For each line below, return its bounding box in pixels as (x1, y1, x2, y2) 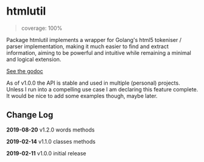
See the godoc (6, 67, 44, 74)
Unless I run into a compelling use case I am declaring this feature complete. (6, 85, 199, 93)
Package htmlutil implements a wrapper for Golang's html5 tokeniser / (6, 36, 181, 43)
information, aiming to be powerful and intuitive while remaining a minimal (6, 49, 192, 56)
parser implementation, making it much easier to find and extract (6, 43, 169, 50)
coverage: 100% (21, 24, 63, 32)
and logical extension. (6, 55, 62, 63)
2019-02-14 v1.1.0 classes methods (6, 138, 96, 145)
